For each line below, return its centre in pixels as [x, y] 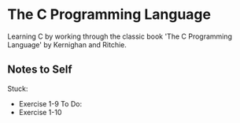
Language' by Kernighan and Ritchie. [67, 44]
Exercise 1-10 [40, 112]
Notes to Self [40, 70]
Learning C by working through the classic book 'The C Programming [120, 36]
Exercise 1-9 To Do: [50, 103]
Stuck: [18, 88]
